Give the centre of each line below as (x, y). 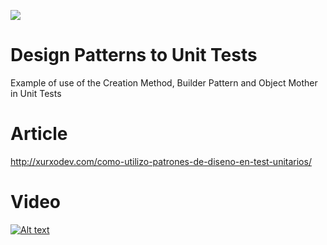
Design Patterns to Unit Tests (134, 55)
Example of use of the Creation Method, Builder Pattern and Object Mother (164, 82)
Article (39, 134)
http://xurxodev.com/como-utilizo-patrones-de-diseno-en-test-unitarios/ (161, 161)
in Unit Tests (36, 93)
